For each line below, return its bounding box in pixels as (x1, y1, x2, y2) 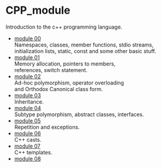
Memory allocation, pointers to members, (14, 60, 116, 67)
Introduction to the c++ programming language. (5, 23, 123, 30)
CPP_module (5, 4, 71, 17)
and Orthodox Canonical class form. (14, 85, 103, 92)
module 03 (14, 92, 41, 99)
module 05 (14, 117, 41, 124)
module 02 (14, 73, 41, 80)
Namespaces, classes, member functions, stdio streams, (14, 41, 154, 48)
